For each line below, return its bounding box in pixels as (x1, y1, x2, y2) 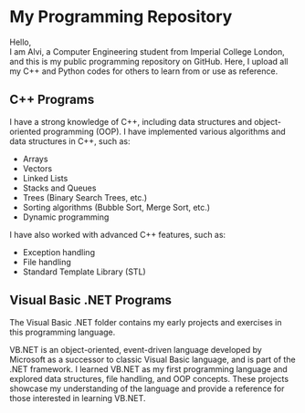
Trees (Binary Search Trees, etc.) (22, 191, 148, 202)
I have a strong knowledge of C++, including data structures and (9, 116, 253, 127)
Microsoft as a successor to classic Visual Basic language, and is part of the (9, 354, 296, 365)
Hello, (9, 36, 32, 47)
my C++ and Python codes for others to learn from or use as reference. (9, 66, 279, 77)
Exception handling (22, 246, 96, 257)
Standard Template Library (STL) (22, 266, 146, 277)
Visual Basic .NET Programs (9, 293, 172, 308)
